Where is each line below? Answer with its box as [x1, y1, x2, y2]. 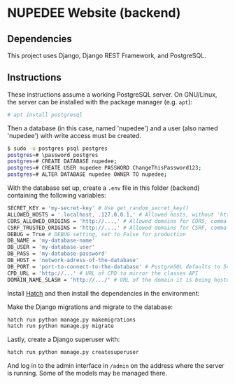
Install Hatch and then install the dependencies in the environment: [7, 289, 200, 297]
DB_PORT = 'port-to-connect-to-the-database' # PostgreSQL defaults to [7, 263, 220, 270]
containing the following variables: [7, 191, 106, 200]
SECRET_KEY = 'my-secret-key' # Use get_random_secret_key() [7, 205, 190, 212]
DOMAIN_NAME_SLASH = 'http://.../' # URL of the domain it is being [7, 276, 211, 283]
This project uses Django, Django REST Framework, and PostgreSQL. [7, 51, 206, 60]
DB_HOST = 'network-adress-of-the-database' [7, 257, 139, 264]
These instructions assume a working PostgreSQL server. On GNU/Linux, [7, 90, 218, 99]
